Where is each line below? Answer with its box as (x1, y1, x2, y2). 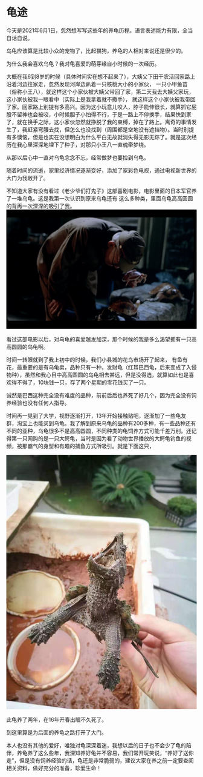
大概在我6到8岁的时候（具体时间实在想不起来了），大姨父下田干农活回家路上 (6, 73, 196, 80)
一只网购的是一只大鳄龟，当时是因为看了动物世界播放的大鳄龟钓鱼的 (16, 434, 186, 442)
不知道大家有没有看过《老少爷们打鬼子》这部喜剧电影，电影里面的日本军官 (6, 187, 192, 194)
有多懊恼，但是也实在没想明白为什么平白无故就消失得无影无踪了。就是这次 (6, 133, 192, 141)
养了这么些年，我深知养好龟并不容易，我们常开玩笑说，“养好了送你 (27, 749, 195, 756)
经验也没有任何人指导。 (11, 399, 70, 406)
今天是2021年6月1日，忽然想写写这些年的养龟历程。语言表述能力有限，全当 (6, 27, 193, 34)
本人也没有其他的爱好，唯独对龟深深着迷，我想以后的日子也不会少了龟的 (6, 741, 186, 749)
